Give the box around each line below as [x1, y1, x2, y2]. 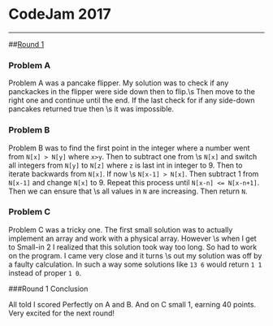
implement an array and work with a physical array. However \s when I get [8, 233, 258, 243]
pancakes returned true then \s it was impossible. [8, 104, 175, 114]
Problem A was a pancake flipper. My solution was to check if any [8, 78, 229, 88]
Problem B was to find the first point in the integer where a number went [8, 143, 250, 153]
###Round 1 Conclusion [8, 284, 89, 293]
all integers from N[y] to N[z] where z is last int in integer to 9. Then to [8, 160, 243, 170]
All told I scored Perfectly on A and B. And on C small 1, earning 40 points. [8, 299, 257, 309]
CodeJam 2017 [8, 5, 111, 24]
